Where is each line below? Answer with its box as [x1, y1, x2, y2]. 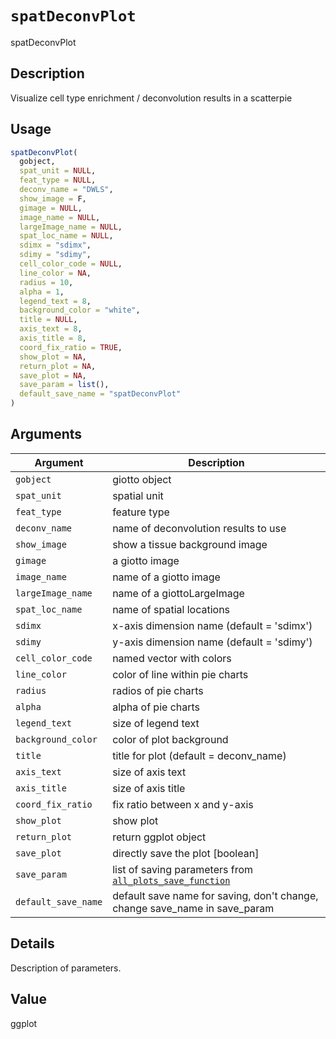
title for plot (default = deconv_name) [112, 748, 287, 762]
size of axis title [112, 781, 186, 795]
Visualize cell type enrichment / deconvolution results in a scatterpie [10, 92, 293, 104]
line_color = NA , [19, 268, 92, 278]
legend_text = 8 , [19, 296, 92, 306]
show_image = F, [19, 193, 87, 204]
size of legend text [112, 716, 200, 730]
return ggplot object [112, 830, 207, 844]
